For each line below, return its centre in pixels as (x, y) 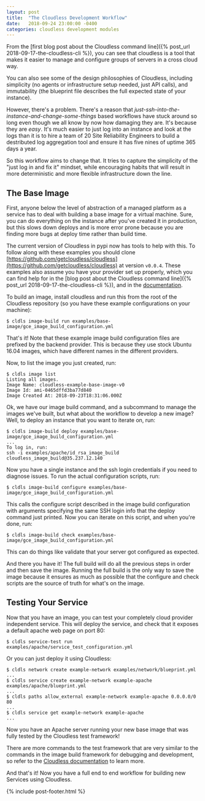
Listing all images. (33, 380)
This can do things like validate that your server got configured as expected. (103, 552)
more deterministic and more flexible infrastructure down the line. (89, 174)
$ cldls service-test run (39, 642)
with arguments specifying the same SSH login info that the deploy (91, 511)
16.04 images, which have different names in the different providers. (92, 351)
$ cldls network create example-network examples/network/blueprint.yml (101, 670)
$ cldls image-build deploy (42, 432)
